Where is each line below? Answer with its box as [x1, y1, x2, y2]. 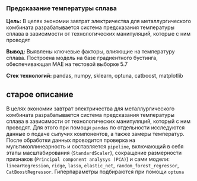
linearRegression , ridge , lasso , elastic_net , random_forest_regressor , [6, 162, 179, 169]
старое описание [6, 89, 74, 99]
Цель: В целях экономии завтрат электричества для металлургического [6, 18, 192, 25]
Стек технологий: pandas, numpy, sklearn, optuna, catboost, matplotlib [6, 72, 183, 80]
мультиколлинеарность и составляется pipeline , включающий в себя [6, 143, 184, 150]
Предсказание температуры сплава [6, 4, 117, 12]
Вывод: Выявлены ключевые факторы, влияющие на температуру [6, 48, 175, 55]
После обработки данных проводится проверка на [6, 136, 135, 144]
